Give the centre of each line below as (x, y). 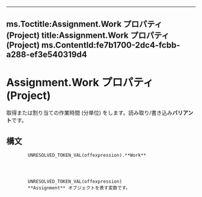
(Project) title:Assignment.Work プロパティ (88, 36)
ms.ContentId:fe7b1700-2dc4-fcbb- (111, 45)
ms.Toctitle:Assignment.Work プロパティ (84, 24)
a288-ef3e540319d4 (47, 55)
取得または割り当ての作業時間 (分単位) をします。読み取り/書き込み (89, 113)
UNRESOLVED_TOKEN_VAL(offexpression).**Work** (87, 156)
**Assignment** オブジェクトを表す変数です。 (79, 188)
